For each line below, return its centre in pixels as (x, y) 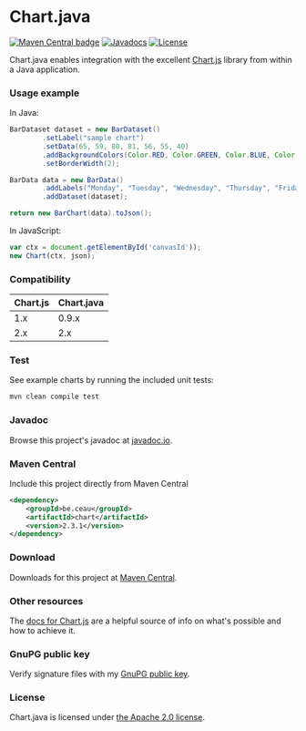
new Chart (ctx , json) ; (52, 256)
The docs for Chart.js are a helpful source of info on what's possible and (145, 621)
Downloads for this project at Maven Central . (93, 577)
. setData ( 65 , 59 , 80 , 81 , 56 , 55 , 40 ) (116, 146)
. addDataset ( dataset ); (85, 197)
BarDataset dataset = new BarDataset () (85, 129)
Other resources (46, 601)
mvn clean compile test (55, 397)
